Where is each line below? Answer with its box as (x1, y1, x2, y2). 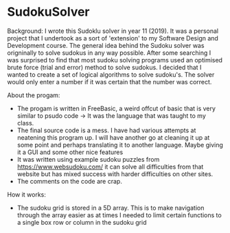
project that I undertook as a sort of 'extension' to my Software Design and (7, 34, 218, 42)
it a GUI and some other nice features (16, 148, 124, 156)
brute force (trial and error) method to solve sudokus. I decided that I (7, 63, 202, 71)
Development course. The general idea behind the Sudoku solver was (7, 41, 205, 49)
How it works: (7, 190, 47, 199)
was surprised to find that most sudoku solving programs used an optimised (7, 56, 223, 64)
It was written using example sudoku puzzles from (16, 155, 160, 163)
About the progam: (7, 90, 60, 99)
